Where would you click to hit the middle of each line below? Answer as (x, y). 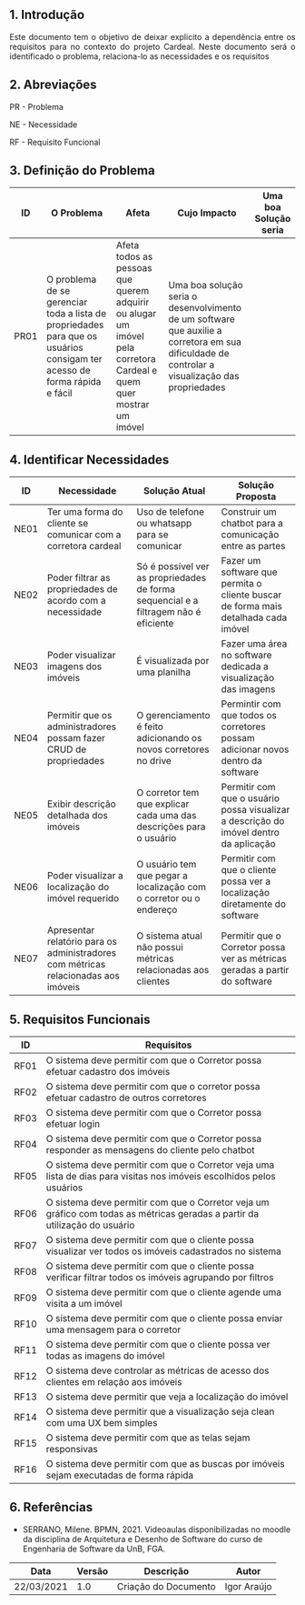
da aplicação (248, 844)
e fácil (59, 393)
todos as (135, 256)
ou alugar (137, 314)
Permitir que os (79, 716)
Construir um (249, 512)
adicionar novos (255, 749)
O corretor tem (167, 793)
